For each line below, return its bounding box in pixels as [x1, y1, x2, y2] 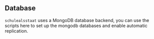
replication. [5, 27, 28, 34]
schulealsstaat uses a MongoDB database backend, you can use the [5, 17, 149, 23]
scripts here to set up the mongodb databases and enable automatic [5, 22, 148, 28]
